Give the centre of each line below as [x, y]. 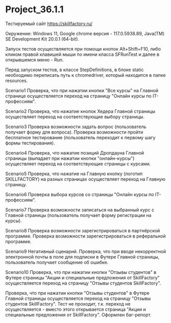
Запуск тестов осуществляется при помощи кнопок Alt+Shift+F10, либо [83, 49]
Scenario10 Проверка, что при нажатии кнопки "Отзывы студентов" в [81, 272]
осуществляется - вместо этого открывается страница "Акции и [76, 309]
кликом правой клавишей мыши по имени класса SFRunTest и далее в [82, 54]
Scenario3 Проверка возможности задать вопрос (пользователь [76, 126]
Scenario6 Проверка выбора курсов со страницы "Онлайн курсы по [80, 194]
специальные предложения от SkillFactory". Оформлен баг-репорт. [78, 315]
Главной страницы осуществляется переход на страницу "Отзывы [78, 298]
